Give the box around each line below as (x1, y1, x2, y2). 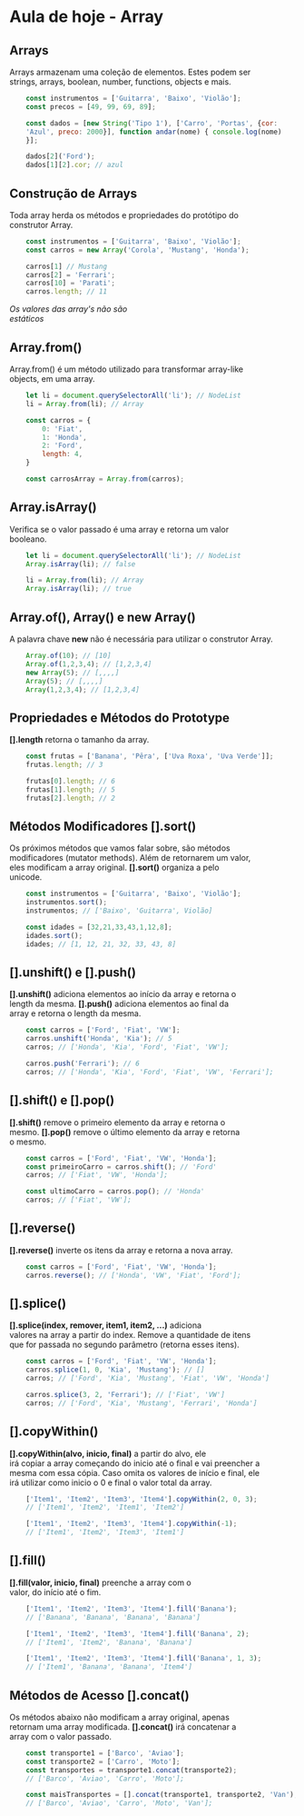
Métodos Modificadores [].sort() (9, 818, 197, 833)
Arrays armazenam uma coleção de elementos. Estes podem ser (9, 66, 251, 77)
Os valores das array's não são (9, 304, 128, 314)
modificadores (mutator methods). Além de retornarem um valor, (9, 853, 251, 863)
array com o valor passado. (9, 1731, 112, 1741)
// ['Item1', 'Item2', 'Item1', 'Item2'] (25, 1502, 184, 1512)
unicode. (9, 872, 43, 883)
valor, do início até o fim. (9, 1586, 102, 1597)
